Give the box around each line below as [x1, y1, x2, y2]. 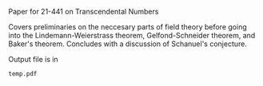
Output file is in [8, 55, 58, 64]
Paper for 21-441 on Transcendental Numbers [8, 7, 159, 16]
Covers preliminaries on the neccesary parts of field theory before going [8, 22, 247, 31]
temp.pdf [8, 70, 38, 78]
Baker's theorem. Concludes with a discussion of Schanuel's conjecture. [8, 39, 248, 49]
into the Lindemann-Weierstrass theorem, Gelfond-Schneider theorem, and [8, 31, 256, 40]
